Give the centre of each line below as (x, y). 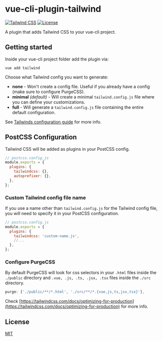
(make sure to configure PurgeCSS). (48, 92)
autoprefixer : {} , (32, 176)
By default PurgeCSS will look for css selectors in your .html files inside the (81, 273)
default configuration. (34, 112)
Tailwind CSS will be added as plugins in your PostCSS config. (67, 149)
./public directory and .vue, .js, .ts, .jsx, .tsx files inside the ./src (78, 278)
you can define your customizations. (49, 102)
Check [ (13, 301)
